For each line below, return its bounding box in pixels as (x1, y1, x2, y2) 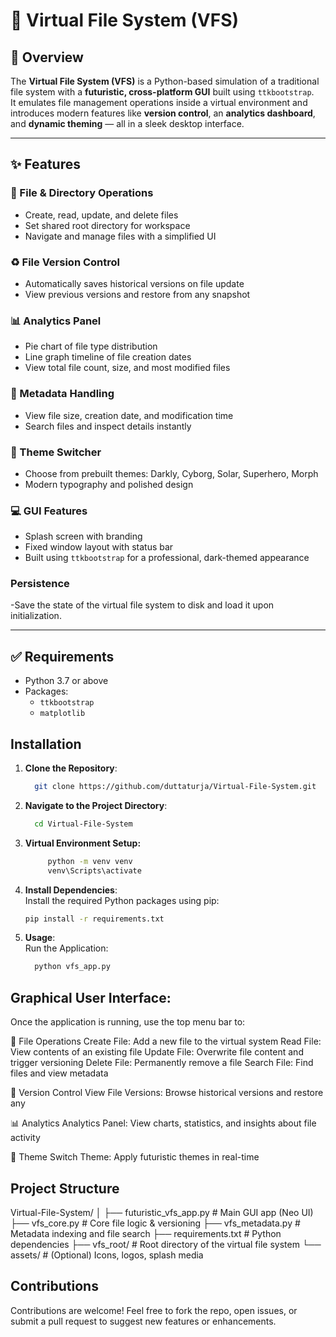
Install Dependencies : (24, 884, 118, 896)
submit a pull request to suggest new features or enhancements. (10, 1315, 277, 1327)
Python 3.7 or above (24, 675, 109, 687)
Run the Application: (24, 942, 109, 954)
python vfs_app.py (34, 962, 111, 972)
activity (10, 1132, 41, 1144)
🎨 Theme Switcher (10, 445, 102, 459)
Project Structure (10, 1180, 120, 1197)
